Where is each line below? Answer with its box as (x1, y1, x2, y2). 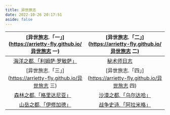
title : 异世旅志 (5, 7, 36, 13)
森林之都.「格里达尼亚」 (14, 92, 72, 99)
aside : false (5, 17, 33, 22)
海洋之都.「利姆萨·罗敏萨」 (13, 58, 77, 65)
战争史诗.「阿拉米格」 (98, 101, 151, 108)
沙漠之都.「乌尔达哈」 (98, 92, 151, 99)
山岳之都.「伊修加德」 (19, 101, 72, 108)
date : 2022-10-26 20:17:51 (5, 12, 62, 17)
